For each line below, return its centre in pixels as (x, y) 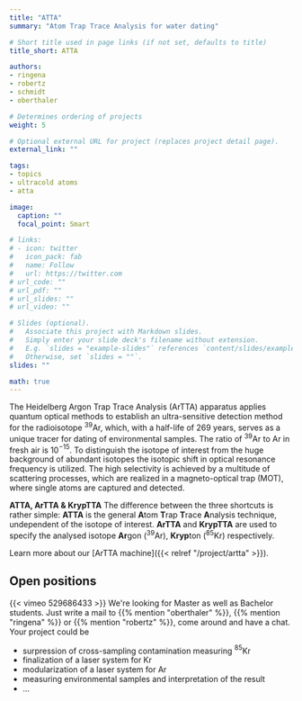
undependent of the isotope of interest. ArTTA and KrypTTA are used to (143, 525)
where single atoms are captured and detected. (97, 488)
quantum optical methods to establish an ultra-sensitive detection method (146, 417)
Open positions (53, 581)
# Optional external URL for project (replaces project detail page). (144, 141)
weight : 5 (28, 125)
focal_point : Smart (54, 224)
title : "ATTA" (36, 18)
